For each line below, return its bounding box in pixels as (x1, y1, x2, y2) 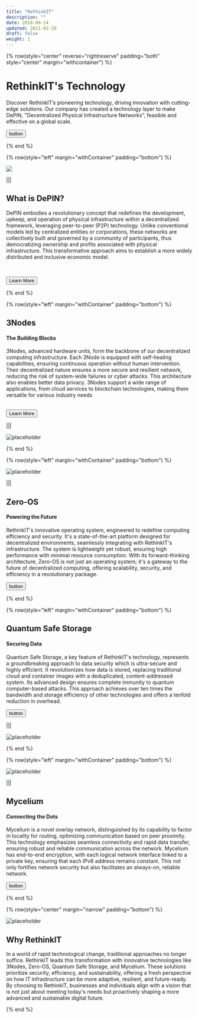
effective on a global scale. (6, 118, 72, 125)
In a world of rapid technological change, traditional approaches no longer (6, 950, 187, 957)
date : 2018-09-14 (6, 20, 49, 25)
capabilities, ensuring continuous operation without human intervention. (6, 360, 181, 367)
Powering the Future (6, 513, 57, 521)
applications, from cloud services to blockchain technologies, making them (6, 386, 189, 393)
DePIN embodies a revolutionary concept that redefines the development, (6, 209, 186, 216)
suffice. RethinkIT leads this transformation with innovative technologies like (6, 956, 191, 964)
